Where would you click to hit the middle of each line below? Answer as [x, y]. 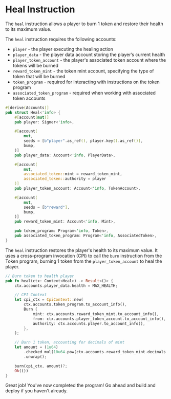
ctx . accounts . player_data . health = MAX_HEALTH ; [66, 286]
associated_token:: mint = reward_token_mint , [73, 174]
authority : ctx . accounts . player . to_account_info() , [89, 323]
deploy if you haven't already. [37, 391]
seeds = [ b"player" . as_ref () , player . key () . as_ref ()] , [83, 141]
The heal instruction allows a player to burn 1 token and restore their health [84, 24]
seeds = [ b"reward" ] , [47, 207]
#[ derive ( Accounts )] [27, 107]
